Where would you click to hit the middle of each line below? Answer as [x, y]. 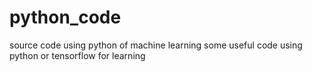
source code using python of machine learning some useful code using [156, 45]
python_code [65, 17]
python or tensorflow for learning [77, 55]
